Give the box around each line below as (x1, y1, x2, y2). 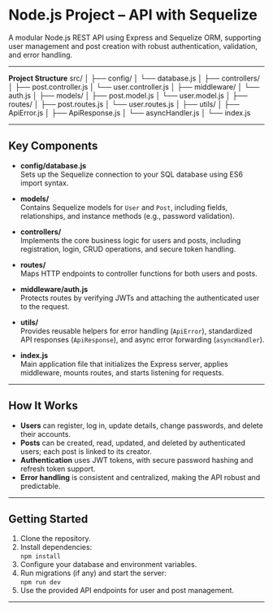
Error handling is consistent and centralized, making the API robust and (19, 472, 261, 482)
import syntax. (19, 177, 69, 188)
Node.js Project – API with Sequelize (8, 6, 258, 24)
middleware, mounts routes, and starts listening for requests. (19, 368, 224, 378)
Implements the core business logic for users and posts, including (19, 235, 241, 245)
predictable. (19, 481, 61, 491)
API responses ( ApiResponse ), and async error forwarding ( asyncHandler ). (19, 334, 265, 344)
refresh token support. (19, 464, 96, 474)
